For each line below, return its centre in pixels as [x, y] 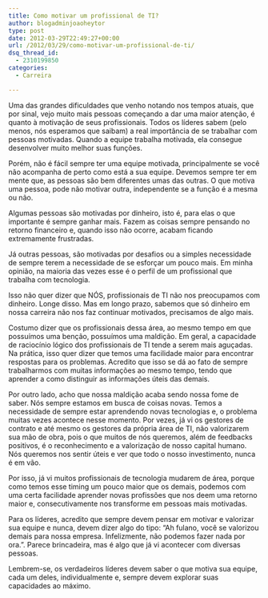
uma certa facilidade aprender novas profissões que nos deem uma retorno [133, 495]
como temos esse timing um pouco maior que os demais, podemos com [127, 487]
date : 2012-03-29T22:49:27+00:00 [64, 38]
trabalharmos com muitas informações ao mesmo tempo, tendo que [120, 370]
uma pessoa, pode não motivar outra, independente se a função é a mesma [133, 188]
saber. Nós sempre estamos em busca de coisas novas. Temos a [115, 402]
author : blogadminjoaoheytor [57, 23]
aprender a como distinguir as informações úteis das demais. [109, 378]
